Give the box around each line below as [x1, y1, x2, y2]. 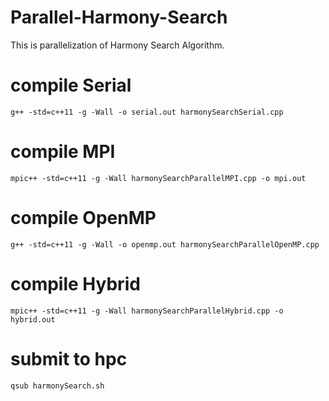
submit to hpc [10, 347, 128, 370]
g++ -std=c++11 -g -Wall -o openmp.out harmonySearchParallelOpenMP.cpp [10, 239, 320, 250]
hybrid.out [10, 314, 56, 325]
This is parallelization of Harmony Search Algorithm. [10, 39, 225, 51]
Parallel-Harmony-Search [10, 6, 228, 29]
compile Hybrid [10, 272, 141, 295]
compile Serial [10, 74, 132, 97]
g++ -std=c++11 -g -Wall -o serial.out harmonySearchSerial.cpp [10, 107, 284, 117]
